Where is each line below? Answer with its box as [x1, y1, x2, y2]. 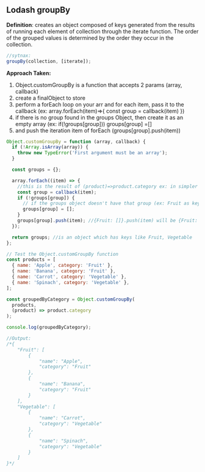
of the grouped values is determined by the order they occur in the [6, 34, 174, 42]
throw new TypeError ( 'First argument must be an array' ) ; [17, 150, 168, 156]
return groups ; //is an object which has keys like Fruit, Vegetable [12, 234, 192, 241]
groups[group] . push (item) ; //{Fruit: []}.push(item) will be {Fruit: [17, 217, 198, 224]
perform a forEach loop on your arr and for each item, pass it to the [15, 100, 184, 108]
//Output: [6, 335, 32, 342]
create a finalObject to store [15, 94, 85, 102]
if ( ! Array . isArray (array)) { [12, 144, 88, 151]
